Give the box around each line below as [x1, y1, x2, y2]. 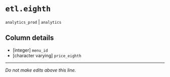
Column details [5, 33, 54, 42]
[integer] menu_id [12, 47, 48, 53]
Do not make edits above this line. [5, 67, 76, 73]
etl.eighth [5, 4, 51, 14]
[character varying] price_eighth [12, 52, 82, 58]
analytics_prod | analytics [5, 19, 62, 25]
